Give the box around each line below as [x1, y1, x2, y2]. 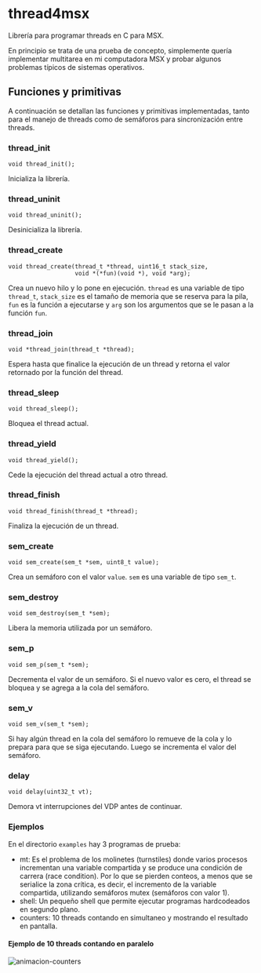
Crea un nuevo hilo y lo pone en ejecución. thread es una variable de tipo [8, 283, 245, 293]
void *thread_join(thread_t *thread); [8, 345, 135, 353]
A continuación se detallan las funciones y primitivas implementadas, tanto [8, 106, 250, 115]
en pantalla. [19, 921, 58, 931]
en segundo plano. [19, 904, 81, 914]
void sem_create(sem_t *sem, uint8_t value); [8, 559, 159, 567]
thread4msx [8, 5, 90, 23]
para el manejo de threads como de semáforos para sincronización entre [8, 115, 243, 124]
